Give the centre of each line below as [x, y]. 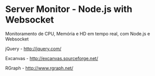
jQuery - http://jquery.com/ [33, 48]
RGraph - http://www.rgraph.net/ [39, 68]
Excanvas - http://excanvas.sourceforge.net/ [52, 58]
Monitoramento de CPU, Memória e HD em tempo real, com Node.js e [78, 33]
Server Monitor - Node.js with [69, 9]
